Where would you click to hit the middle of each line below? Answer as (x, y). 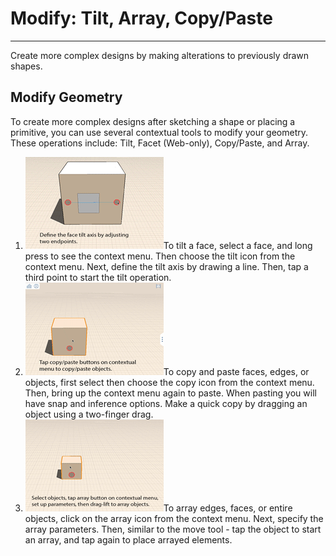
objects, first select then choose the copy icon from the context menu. (169, 382)
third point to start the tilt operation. (98, 277)
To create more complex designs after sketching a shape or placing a (153, 121)
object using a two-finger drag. (89, 414)
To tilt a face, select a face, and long (238, 245)
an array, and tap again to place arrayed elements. (128, 539)
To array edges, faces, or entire (228, 508)
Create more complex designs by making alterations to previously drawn (160, 55)
